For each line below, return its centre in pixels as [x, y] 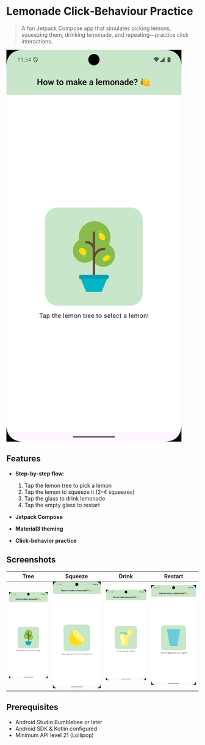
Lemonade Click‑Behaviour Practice [100, 11]
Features [23, 459]
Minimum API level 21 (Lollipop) [55, 735]
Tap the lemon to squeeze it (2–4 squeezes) [80, 492]
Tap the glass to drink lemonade [65, 498]
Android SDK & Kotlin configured [56, 728]
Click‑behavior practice [46, 540]
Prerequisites [32, 707]
